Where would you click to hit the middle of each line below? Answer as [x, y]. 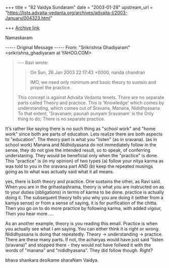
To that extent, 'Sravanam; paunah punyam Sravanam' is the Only [86, 114]
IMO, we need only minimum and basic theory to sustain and [93, 82]
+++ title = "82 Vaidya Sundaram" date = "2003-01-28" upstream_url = [79, 7]
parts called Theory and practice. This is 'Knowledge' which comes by [91, 103]
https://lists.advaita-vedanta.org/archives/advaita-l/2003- [67, 13]
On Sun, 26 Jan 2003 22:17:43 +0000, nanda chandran [88, 72]
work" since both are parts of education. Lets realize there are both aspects [84, 134]
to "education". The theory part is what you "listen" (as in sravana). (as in [81, 139]
